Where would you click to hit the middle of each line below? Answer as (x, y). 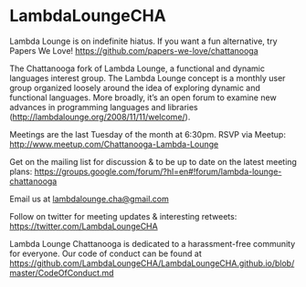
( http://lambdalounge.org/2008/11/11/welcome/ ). (100, 117)
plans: (21, 171)
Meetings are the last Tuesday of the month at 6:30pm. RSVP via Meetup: (148, 134)
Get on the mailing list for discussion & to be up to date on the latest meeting (153, 161)
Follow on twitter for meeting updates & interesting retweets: (123, 216)
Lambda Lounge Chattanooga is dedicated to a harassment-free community (153, 243)
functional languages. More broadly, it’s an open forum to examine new (143, 97)
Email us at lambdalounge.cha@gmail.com (89, 199)
